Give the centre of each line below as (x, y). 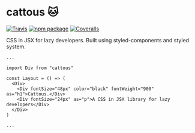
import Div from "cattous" (40, 68)
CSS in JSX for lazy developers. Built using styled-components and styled (98, 40)
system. (16, 47)
